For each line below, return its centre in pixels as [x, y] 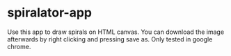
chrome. [19, 46]
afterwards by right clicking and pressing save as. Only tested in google [110, 39]
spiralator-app [50, 13]
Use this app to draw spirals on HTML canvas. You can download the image [116, 32]
